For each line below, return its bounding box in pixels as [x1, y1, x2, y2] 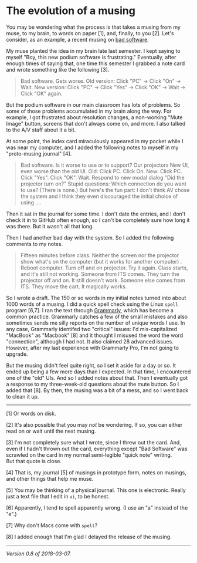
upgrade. [6, 350, 28, 358]
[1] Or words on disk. [6, 410, 56, 417]
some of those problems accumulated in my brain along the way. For [6, 107, 172, 114]
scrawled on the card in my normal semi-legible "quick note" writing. [6, 451, 172, 459]
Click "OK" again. [20, 90, 63, 97]
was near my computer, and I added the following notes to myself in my [6, 144, 179, 151]
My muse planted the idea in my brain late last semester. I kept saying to [6, 47, 181, 54]
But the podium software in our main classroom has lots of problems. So [6, 101, 181, 108]
